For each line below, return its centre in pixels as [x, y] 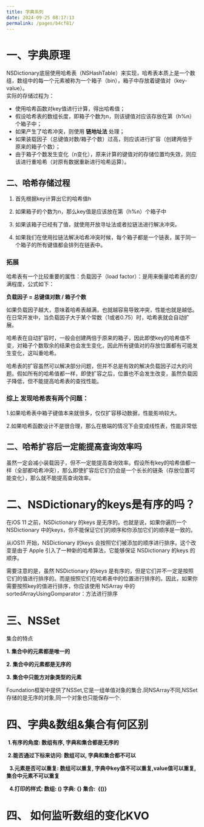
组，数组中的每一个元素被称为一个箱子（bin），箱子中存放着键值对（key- [97, 81]
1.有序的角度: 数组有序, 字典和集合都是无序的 [63, 743]
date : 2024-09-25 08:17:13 [40, 18]
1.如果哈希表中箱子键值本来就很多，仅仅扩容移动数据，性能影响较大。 [93, 413]
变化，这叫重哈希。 [35, 353]
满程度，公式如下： [30, 284]
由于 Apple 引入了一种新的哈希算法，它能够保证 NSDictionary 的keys [103, 551]
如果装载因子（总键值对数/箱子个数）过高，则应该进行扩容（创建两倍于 [104, 139]
